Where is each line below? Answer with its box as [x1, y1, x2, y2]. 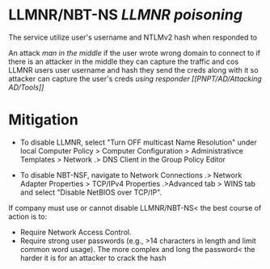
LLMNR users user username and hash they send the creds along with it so [8, 65, 259, 74]
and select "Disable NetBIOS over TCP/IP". [19, 187, 162, 197]
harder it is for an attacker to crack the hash [19, 253, 167, 263]
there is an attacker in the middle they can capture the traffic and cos [8, 57, 239, 66]
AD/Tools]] [8, 82, 44, 92]
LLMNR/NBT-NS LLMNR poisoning [8, 6, 243, 24]
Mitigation [8, 111, 78, 129]
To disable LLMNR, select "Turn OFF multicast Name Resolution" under [19, 137, 257, 147]
